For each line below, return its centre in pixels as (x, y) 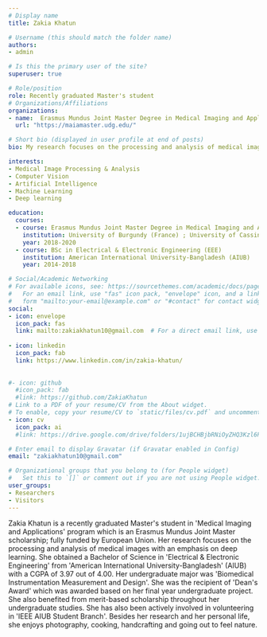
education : (26, 213)
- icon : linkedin (37, 346)
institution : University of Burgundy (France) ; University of (130, 235)
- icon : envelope (37, 316)
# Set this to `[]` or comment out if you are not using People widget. (135, 479)
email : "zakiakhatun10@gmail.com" (66, 456)
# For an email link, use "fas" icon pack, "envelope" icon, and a (126, 294)
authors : (23, 45)
